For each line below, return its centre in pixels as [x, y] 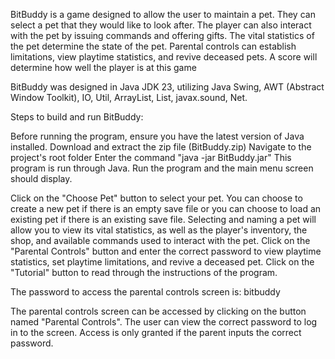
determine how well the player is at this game [103, 67]
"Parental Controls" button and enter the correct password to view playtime [166, 251]
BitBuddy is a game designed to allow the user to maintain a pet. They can [163, 14]
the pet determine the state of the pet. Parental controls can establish [153, 46]
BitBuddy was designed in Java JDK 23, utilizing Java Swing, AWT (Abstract [167, 87]
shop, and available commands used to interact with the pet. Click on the [160, 240]
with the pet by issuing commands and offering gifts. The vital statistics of [162, 35]
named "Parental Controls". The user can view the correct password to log [164, 322]
